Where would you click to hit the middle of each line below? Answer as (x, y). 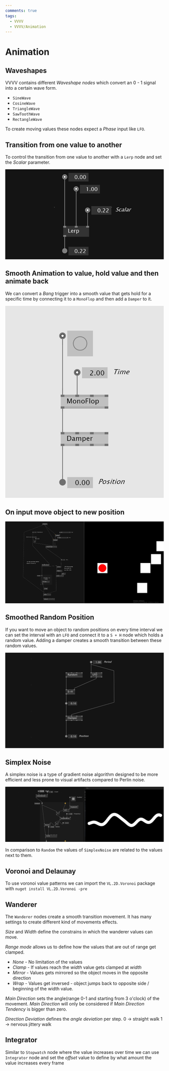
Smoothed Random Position (50, 618)
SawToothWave (26, 114)
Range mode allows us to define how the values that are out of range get (81, 947)
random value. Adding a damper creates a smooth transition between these (83, 640)
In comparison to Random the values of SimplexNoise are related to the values (84, 850)
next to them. (19, 855)
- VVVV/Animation (28, 27)
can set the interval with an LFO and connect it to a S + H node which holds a (84, 635)
